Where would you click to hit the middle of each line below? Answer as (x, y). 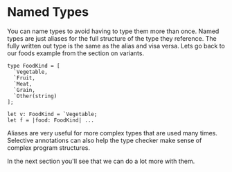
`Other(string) (35, 96)
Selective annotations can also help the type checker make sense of (105, 140)
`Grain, (25, 90)
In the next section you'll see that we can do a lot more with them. (101, 161)
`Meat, (23, 84)
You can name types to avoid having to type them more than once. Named (113, 31)
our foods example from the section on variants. (75, 53)
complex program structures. (48, 147)
